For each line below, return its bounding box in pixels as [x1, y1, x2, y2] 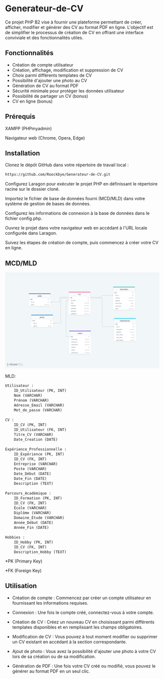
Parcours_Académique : [5, 491, 51, 496]
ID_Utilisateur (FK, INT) [14, 428, 67, 432]
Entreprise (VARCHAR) [14, 462, 58, 467]
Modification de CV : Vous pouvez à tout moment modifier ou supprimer [12, 634, 158, 639]
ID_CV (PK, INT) [14, 423, 47, 428]
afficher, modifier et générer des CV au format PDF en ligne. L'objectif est [5, 24, 153, 30]
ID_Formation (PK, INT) [14, 496, 63, 501]
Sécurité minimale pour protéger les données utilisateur [12, 88, 124, 93]
